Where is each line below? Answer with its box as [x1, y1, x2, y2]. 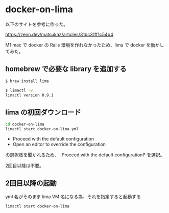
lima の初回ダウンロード [5, 108, 81, 116]
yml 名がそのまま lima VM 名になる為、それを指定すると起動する [5, 193, 141, 200]
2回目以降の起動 [5, 179, 57, 187]
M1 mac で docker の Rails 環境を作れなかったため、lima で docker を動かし [5, 42, 164, 48]
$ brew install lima [5, 78, 50, 84]
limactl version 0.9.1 [5, 92, 54, 98]
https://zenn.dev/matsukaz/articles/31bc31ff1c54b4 [5, 31, 113, 37]
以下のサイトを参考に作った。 [5, 21, 68, 27]
